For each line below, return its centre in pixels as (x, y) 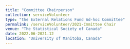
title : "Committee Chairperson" (40, 10)
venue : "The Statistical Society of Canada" (54, 29)
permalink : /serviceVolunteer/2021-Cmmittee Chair (61, 24)
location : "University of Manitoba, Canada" (54, 39)
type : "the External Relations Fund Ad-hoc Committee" (65, 19)
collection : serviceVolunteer (38, 15)
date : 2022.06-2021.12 (30, 34)
